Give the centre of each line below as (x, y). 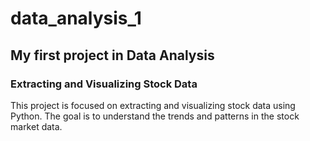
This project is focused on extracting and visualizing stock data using (153, 105)
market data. (36, 126)
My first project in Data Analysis (112, 55)
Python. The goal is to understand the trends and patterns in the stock (155, 116)
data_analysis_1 (76, 18)
